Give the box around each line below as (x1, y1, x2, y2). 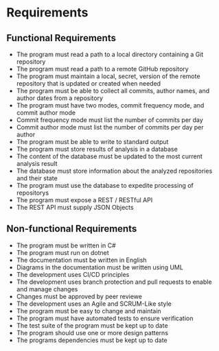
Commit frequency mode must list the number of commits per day (16, 116, 203, 124)
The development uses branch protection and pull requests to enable (16, 278, 212, 286)
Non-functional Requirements (6, 223, 137, 234)
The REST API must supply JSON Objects (16, 204, 135, 211)
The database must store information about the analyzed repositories (16, 167, 213, 175)
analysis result (16, 160, 58, 167)
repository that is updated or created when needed (16, 80, 161, 87)
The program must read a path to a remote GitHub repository (16, 65, 189, 73)
